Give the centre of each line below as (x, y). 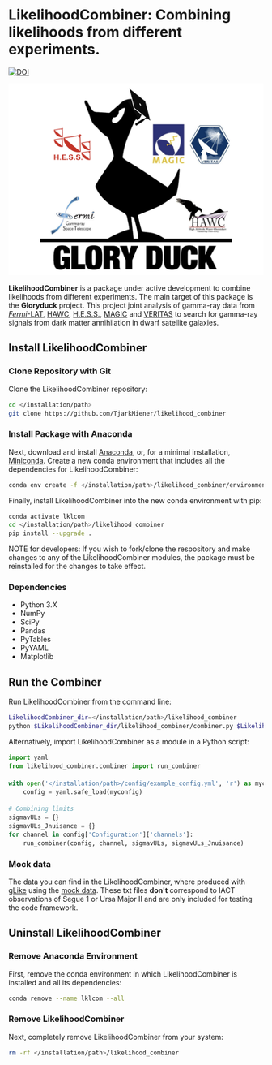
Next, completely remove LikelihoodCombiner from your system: (116, 1037)
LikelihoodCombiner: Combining (120, 15)
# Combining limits (41, 809)
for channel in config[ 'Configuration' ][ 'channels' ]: (101, 834)
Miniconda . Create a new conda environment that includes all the (117, 460)
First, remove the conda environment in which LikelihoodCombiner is (123, 974)
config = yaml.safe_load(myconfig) (83, 792)
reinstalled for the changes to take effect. (77, 567)
